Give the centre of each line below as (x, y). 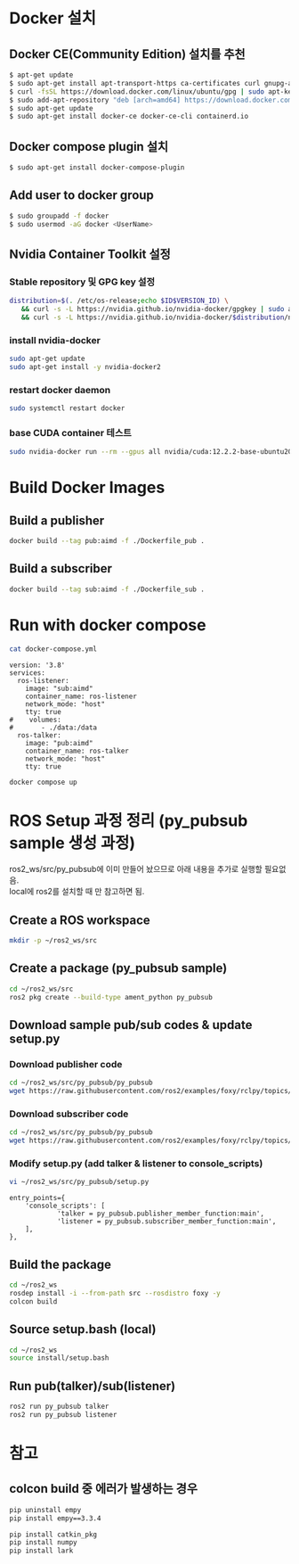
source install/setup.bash (59, 1358)
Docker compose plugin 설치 (89, 147)
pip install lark (41, 1551)
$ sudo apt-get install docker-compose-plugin (97, 168)
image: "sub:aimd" (59, 688)
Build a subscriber (61, 568)
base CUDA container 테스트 (70, 432)
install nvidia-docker (55, 340)
